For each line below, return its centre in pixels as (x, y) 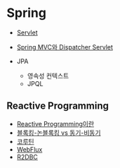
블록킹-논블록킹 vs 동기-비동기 (59, 133)
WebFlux (29, 149)
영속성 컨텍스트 (48, 76)
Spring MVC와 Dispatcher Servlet (65, 47)
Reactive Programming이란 (55, 124)
